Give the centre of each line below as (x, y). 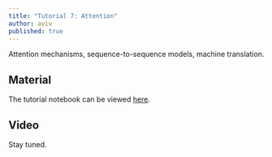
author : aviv (30, 24)
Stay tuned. (28, 144)
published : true (36, 31)
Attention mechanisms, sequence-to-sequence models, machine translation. (136, 55)
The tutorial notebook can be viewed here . (79, 99)
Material (30, 79)
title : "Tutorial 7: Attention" (63, 16)
